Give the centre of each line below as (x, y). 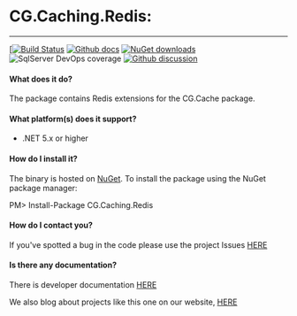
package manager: (43, 188)
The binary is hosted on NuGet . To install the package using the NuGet (138, 178)
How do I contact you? (51, 225)
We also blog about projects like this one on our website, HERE (123, 302)
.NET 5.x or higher (55, 138)
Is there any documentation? (63, 265)
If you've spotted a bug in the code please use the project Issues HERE (138, 244)
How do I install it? (43, 158)
